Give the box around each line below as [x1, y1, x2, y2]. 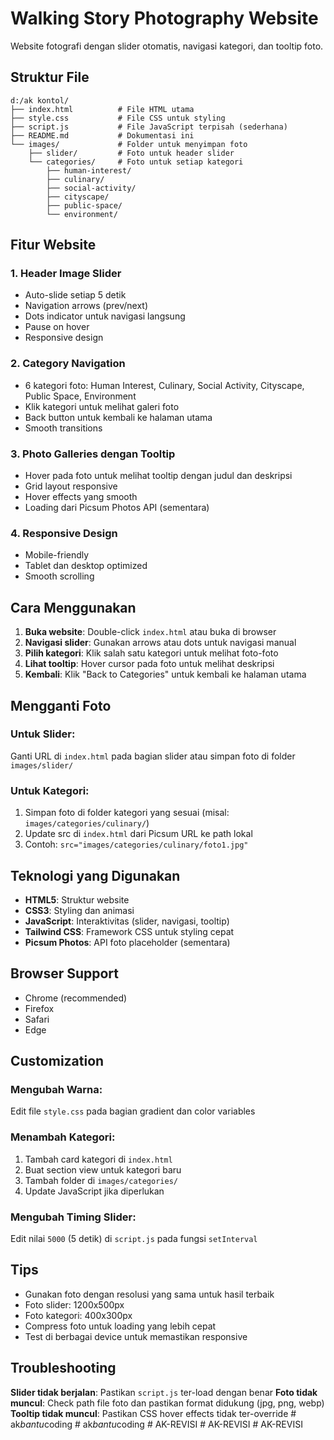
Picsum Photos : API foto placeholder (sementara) [24, 936, 231, 948]
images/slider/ [10, 760, 74, 771]
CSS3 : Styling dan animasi [24, 904, 135, 916]
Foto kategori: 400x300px [24, 1309, 133, 1321]
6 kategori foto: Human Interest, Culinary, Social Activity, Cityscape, [24, 379, 305, 391]
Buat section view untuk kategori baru [24, 1163, 182, 1176]
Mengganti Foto [10, 697, 112, 714]
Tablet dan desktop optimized [24, 560, 148, 572]
